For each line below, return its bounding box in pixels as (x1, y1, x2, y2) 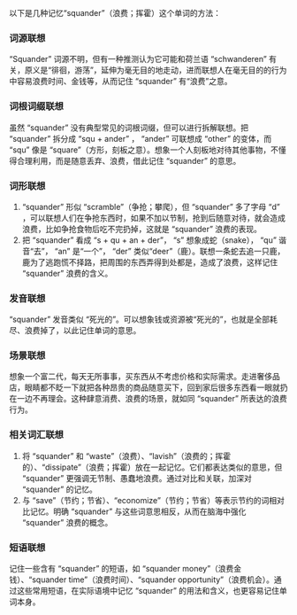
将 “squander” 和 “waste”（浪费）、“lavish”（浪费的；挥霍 (21, 450, 232, 461)
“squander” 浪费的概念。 (21, 517, 113, 527)
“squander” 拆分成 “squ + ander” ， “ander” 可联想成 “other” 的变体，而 (9, 133, 272, 144)
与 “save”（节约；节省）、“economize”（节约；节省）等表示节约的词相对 (21, 494, 286, 505)
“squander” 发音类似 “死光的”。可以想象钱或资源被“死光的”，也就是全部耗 (9, 314, 278, 325)
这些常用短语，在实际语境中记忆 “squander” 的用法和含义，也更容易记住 (16, 586, 280, 596)
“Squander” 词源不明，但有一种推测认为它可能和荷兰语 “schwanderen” (9, 54, 267, 65)
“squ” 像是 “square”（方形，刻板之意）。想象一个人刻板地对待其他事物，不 (9, 144, 278, 155)
